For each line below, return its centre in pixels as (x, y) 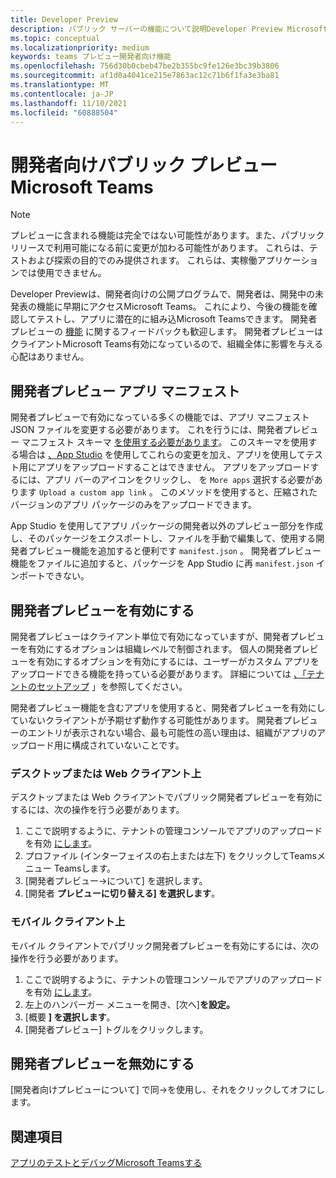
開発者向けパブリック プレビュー (144, 165)
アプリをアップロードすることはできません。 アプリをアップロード (173, 467)
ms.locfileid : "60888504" (64, 112)
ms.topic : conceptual (55, 38)
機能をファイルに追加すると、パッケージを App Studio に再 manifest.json (162, 563)
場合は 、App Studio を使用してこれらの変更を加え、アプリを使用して (162, 455)
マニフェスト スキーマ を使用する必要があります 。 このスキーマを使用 (165, 442)
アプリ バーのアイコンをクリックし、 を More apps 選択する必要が (179, 480)
